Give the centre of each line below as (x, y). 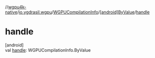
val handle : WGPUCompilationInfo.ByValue (48, 50)
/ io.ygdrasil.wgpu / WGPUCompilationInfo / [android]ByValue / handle (83, 12)
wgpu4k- (17, 7)
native (11, 12)
